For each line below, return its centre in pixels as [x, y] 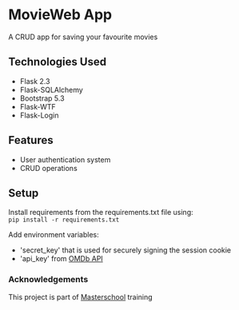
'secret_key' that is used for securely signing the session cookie [125, 250]
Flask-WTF [38, 106]
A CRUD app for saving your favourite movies [83, 37]
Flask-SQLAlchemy [52, 89]
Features [31, 140]
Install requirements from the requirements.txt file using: [101, 213]
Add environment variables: [54, 235]
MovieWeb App [60, 15]
